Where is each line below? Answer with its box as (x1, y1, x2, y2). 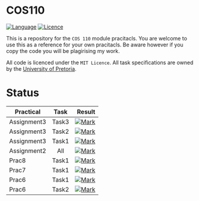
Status (6, 86, 40, 100)
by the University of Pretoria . (6, 65, 77, 72)
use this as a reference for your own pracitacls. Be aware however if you (6, 41, 184, 48)
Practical (14, 108, 41, 116)
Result (77, 108, 96, 116)
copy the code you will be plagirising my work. (6, 47, 120, 54)
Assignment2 (9, 146, 46, 155)
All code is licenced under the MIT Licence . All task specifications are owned (6, 59, 194, 66)
